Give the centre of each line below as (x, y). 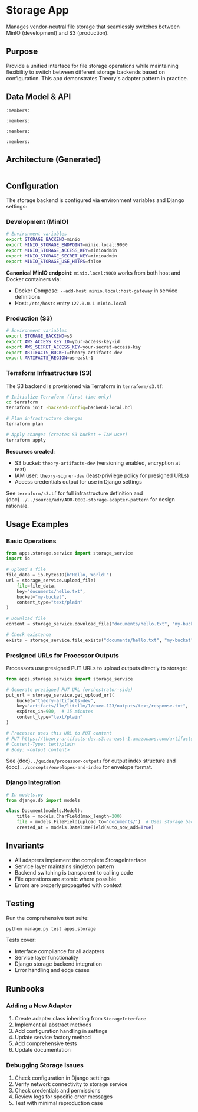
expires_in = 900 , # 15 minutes (55, 712)
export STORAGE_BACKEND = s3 (39, 336)
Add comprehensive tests (46, 1043)
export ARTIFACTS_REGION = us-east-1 (50, 358)
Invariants (25, 846)
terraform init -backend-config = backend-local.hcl (70, 408)
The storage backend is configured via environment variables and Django (95, 200)
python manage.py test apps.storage (51, 929)
